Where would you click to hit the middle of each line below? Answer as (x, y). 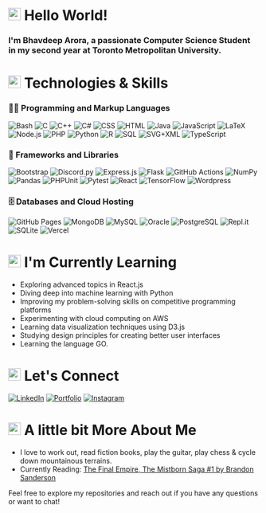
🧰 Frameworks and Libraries (64, 155)
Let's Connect (71, 376)
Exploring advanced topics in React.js (81, 284)
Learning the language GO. (64, 344)
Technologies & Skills (96, 83)
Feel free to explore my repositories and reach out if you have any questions (133, 493)
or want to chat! (34, 501)
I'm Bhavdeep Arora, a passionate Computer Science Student (129, 41)
